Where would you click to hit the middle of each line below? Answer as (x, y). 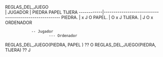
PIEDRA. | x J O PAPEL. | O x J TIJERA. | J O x (107, 17)
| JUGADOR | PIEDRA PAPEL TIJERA (41, 12)
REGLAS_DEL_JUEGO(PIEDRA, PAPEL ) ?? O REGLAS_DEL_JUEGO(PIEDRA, (81, 45)
